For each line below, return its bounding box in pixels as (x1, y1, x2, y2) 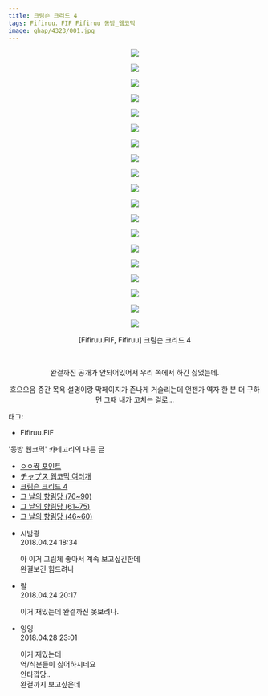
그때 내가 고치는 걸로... (104, 395, 175, 405)
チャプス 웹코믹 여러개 (19, 471, 91, 481)
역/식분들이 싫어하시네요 (19, 659, 96, 670)
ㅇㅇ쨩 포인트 (19, 462, 62, 471)
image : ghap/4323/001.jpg (8, 26, 95, 34)
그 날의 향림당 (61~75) (19, 502, 91, 512)
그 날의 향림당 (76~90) (19, 492, 92, 501)
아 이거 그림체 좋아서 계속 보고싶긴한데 (19, 554, 140, 564)
